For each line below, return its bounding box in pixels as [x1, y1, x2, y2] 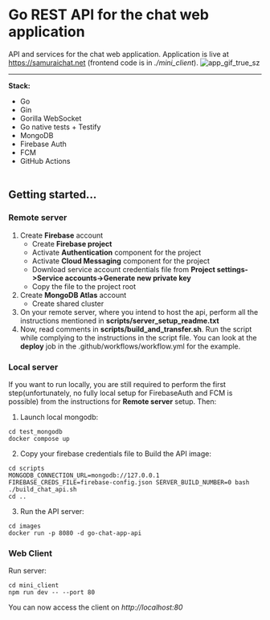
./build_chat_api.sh [8, 485, 78, 493]
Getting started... [8, 188, 97, 202]
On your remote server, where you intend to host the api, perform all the [19, 307, 259, 316]
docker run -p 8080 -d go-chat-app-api [8, 528, 142, 537]
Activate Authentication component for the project [31, 247, 202, 257]
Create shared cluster [31, 299, 104, 308]
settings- [216, 264, 249, 274]
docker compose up [8, 434, 70, 443]
